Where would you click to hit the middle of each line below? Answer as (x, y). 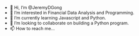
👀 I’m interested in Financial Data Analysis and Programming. (72, 13)
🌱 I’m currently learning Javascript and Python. (58, 18)
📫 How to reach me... (32, 28)
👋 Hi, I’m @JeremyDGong (36, 8)
